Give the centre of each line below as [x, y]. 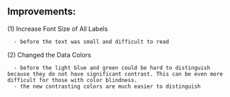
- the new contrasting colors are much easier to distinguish [107, 86]
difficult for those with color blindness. [73, 80]
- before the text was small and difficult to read [92, 42]
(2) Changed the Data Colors [50, 55]
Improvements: [42, 12]
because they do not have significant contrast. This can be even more [115, 74]
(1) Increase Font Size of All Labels [58, 28]
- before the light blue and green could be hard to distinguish [112, 68]
